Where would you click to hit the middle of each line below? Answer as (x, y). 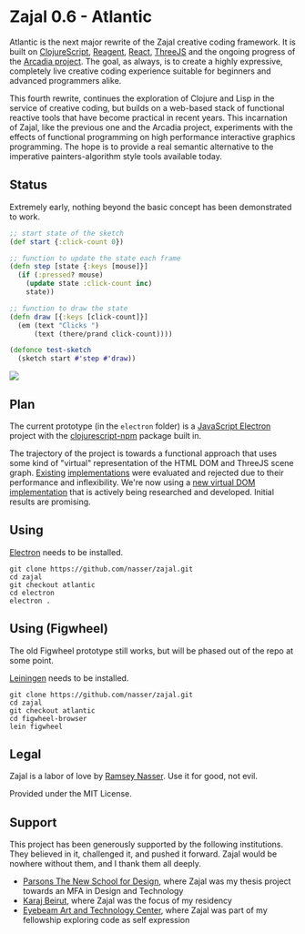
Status (29, 185)
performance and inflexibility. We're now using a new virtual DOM (132, 482)
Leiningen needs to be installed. (69, 678)
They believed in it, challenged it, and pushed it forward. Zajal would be (143, 854)
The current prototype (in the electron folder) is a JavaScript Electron (140, 426)
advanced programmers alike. (66, 80)
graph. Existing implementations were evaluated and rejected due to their (147, 472)
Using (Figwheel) (59, 629)
